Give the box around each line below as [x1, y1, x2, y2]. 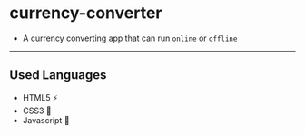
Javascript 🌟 [22, 114, 70, 125]
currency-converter [9, 3, 162, 24]
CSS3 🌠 [22, 105, 52, 116]
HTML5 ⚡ [22, 92, 59, 102]
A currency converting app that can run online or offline [22, 33, 238, 43]
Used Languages [9, 67, 107, 83]
